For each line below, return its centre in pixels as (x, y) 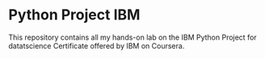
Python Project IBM (74, 15)
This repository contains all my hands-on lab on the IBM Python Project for (132, 37)
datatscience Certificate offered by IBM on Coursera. (97, 45)
